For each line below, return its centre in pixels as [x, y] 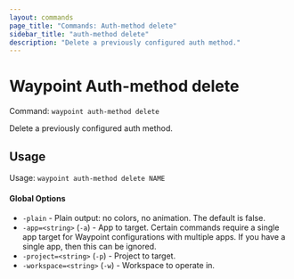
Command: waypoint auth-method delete [85, 111]
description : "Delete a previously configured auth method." [125, 42]
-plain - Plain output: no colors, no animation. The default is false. [143, 218]
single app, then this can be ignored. [90, 247]
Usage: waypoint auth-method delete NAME [87, 178]
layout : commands [41, 17]
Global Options [37, 198]
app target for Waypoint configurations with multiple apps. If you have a [154, 237]
